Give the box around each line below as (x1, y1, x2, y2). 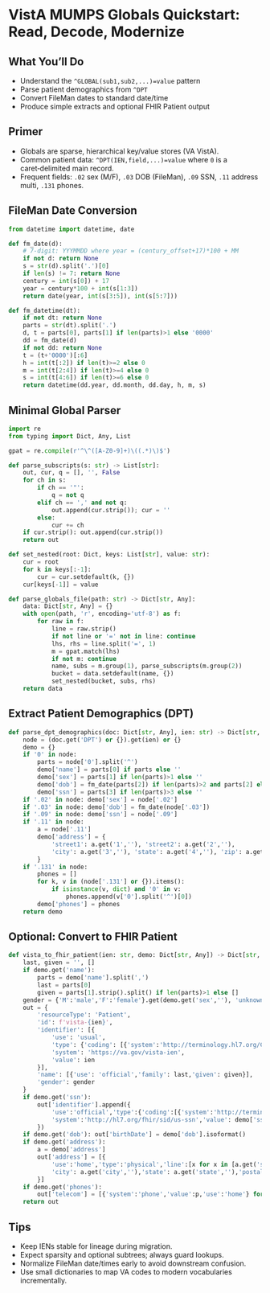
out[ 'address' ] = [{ (37, 1153, 106, 1161)
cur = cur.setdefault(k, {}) (37, 573, 135, 581)
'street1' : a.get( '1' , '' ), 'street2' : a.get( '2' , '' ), (51, 840, 235, 848)
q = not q (51, 491, 84, 499)
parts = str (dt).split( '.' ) (22, 322, 117, 330)
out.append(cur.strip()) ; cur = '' (51, 506, 171, 514)
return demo (22, 907, 63, 916)
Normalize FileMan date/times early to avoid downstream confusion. (19, 1258, 247, 1268)
